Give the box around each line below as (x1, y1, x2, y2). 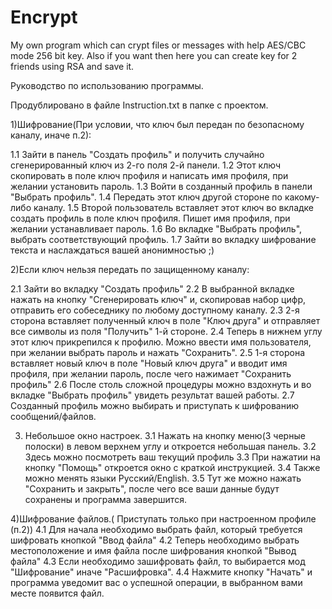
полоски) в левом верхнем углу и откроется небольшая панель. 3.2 (24, 440, 317, 452)
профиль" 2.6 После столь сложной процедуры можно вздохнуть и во (10, 378, 312, 390)
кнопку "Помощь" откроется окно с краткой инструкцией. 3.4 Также (24, 461, 321, 473)
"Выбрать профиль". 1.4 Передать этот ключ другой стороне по (10, 191, 283, 203)
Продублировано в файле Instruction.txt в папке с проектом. (10, 99, 269, 111)
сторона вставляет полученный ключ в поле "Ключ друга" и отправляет (10, 314, 321, 326)
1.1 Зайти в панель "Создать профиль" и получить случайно (10, 148, 265, 160)
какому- (284, 191, 320, 203)
